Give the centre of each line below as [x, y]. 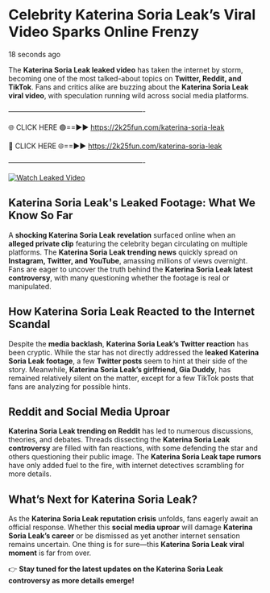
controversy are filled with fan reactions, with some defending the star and [133, 448]
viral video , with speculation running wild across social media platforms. [129, 95]
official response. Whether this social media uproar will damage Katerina [131, 527]
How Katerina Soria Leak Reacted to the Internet [132, 312]
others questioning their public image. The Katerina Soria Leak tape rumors [135, 457]
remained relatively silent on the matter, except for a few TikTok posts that [131, 378]
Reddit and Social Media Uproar [89, 411]
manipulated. [30, 286]
